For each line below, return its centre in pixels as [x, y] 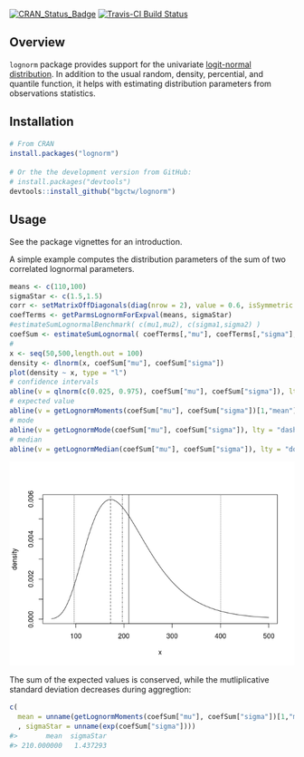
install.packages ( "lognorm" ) [64, 153]
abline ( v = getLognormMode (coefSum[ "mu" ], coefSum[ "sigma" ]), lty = [141, 430]
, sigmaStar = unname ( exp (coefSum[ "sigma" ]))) [107, 727]
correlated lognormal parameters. [72, 268]
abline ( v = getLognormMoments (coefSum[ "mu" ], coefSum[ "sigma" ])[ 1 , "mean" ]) [155, 411]
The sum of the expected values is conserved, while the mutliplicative [139, 680]
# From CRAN [32, 144]
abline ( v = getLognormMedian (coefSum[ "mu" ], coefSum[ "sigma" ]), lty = [145, 449]
